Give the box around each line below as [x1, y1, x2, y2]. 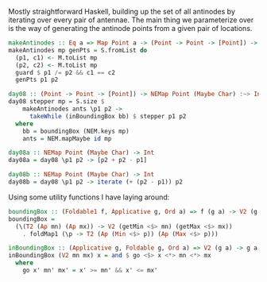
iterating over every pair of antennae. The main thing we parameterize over [8, 15, 254, 25]
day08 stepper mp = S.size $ [8, 98, 105, 106]
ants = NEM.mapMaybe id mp [22, 134, 112, 142]
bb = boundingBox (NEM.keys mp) [22, 127, 130, 135]
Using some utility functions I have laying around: [8, 192, 170, 202]
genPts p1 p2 [15, 75, 59, 84]
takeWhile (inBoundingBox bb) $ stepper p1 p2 [29, 112, 187, 120]
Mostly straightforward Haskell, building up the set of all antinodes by [8, 7, 236, 16]
